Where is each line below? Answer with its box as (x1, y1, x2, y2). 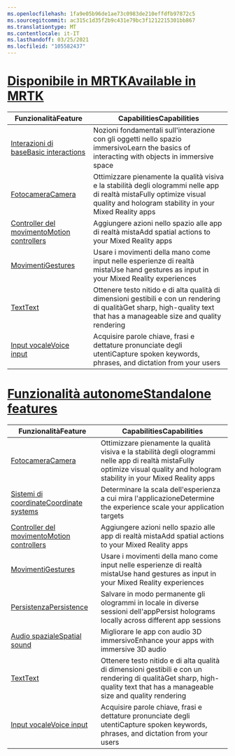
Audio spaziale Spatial (10, 631, 82, 641)
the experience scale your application (100, 502, 225, 512)
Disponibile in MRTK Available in (7, 73, 197, 89)
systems (10, 506, 38, 516)
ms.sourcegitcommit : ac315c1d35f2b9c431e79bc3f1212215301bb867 (7, 17, 196, 24)
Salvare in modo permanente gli (100, 589, 206, 599)
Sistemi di (10, 489, 43, 498)
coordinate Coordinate (10, 498, 83, 508)
